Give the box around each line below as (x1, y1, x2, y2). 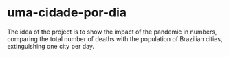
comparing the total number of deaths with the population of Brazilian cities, (7, 34, 223, 43)
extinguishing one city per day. (7, 42, 95, 50)
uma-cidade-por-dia (7, 5, 127, 21)
